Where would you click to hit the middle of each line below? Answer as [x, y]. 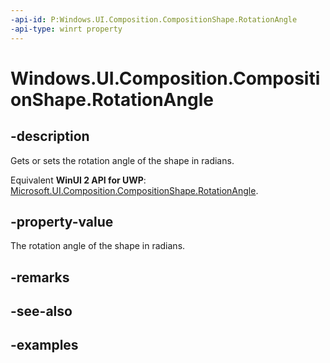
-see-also [41, 311]
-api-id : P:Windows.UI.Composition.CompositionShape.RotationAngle [154, 19]
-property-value [62, 221]
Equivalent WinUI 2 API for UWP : [78, 180]
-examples [44, 345]
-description [50, 136]
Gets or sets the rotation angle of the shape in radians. [122, 160]
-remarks [40, 277]
